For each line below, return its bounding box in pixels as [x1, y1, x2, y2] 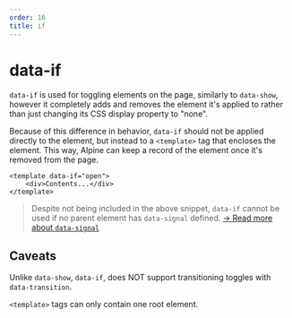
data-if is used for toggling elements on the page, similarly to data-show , [9, 90, 279, 100]
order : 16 [9, 13, 47, 22]
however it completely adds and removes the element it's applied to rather [9, 99, 284, 110]
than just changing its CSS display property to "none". [9, 108, 209, 119]
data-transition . [9, 281, 73, 292]
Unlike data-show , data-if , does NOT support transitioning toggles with [9, 272, 271, 283]
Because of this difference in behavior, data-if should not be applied [9, 126, 264, 137]
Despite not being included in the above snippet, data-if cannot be [30, 203, 280, 214]
